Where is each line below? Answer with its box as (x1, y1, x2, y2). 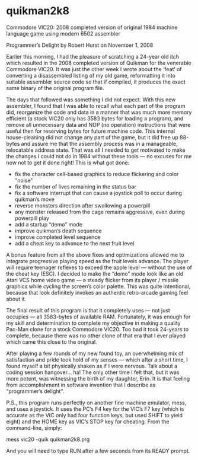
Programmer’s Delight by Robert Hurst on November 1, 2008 (6, 41, 154, 49)
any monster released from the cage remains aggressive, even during (14, 208, 185, 215)
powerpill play (14, 215, 49, 222)
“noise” (14, 177, 33, 184)
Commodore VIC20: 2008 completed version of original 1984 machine (6, 24, 178, 31)
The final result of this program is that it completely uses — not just (6, 306, 170, 314)
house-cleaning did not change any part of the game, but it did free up (6, 133, 179, 140)
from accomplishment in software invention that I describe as (6, 381, 156, 388)
